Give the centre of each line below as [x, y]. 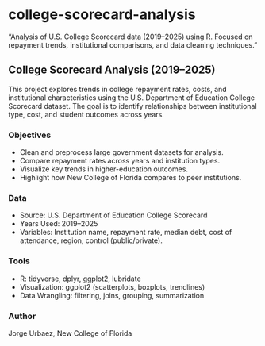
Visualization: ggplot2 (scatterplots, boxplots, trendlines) [112, 286]
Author [22, 316]
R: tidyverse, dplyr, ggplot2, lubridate [80, 279]
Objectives [30, 135]
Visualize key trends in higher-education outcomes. [104, 169]
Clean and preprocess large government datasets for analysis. [121, 152]
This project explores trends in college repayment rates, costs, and [118, 89]
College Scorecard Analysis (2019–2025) [112, 70]
